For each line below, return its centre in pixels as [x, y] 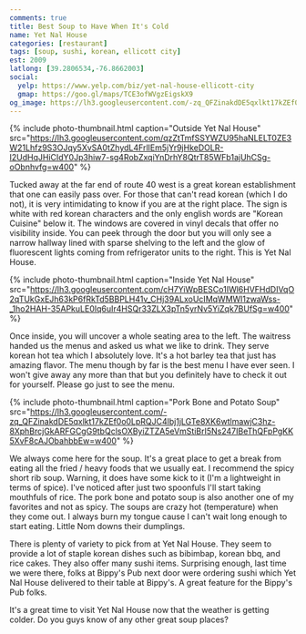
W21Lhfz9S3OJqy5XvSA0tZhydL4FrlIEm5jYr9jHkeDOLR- [117, 148]
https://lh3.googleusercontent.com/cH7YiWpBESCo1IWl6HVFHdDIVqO [163, 290]
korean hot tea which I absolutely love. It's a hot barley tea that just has [143, 355]
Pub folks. [28, 592]
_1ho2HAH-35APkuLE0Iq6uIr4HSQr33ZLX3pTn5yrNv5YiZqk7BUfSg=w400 [149, 309]
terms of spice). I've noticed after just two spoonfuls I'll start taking [135, 487]
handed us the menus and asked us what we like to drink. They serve [139, 346]
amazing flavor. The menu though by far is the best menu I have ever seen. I [152, 365]
